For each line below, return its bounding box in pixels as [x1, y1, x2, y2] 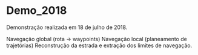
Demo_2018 [6, 4, 67, 18]
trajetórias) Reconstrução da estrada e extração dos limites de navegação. [6, 42, 193, 49]
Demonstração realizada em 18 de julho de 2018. [6, 24, 128, 31]
